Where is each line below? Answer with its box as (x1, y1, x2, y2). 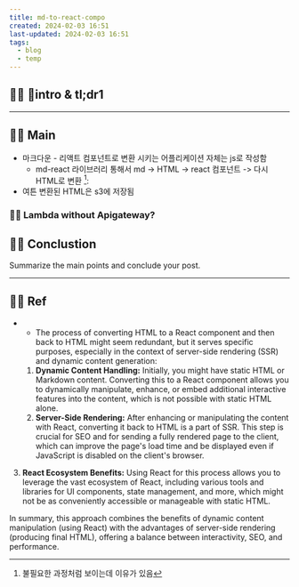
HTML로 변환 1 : (35, 173, 89, 186)
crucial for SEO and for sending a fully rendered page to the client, (35, 430, 279, 441)
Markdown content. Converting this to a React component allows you (35, 374, 289, 385)
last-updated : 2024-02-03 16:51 (9, 29, 129, 38)
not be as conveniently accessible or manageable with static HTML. (21, 495, 271, 506)
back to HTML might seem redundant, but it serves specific (35, 336, 254, 347)
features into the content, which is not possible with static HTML (35, 393, 272, 404)
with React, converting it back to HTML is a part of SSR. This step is (35, 422, 284, 432)
